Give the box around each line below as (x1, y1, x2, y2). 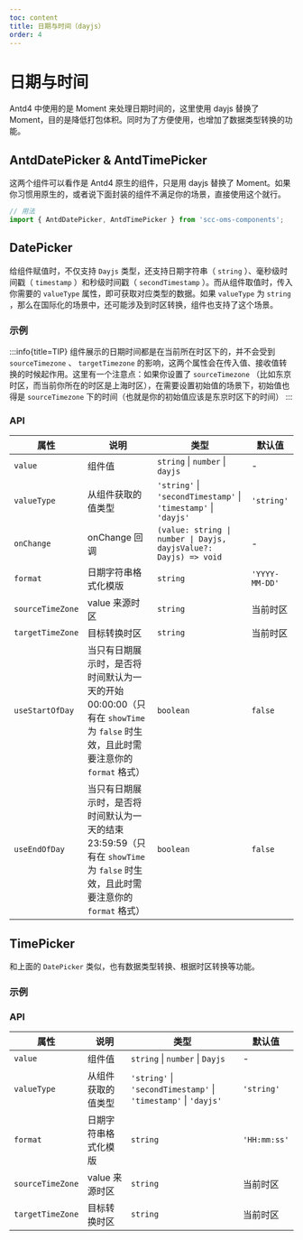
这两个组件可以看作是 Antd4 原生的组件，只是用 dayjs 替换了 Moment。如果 (9, 178, 291, 189)
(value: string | (157, 525, 232, 535)
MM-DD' (251, 578, 280, 588)
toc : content (9, 13, 59, 23)
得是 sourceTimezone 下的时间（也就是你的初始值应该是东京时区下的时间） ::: (9, 391, 293, 402)
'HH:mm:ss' (243, 1134, 289, 1145)
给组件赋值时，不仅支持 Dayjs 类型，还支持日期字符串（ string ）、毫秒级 (9, 265, 280, 276)
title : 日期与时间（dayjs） (9, 22, 106, 31)
